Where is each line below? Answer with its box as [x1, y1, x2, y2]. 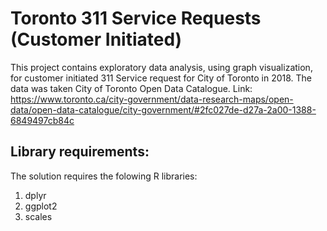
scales [24, 210, 53, 222]
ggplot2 [24, 200, 58, 212]
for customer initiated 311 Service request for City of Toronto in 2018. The [10, 72, 313, 84]
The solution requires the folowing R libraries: [10, 170, 198, 182]
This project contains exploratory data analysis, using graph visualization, [10, 61, 313, 73]
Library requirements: [10, 143, 150, 161]
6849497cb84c [10, 114, 75, 126]
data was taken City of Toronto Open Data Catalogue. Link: [10, 82, 253, 94]
